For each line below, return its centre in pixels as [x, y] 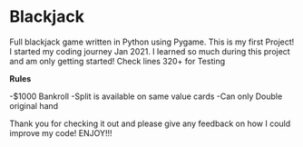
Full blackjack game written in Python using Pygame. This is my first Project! [152, 42]
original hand [34, 105]
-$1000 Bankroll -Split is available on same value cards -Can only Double [146, 96]
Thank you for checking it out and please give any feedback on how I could [150, 123]
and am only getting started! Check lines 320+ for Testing [117, 61]
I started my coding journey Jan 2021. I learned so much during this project [150, 51]
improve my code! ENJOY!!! [61, 132]
